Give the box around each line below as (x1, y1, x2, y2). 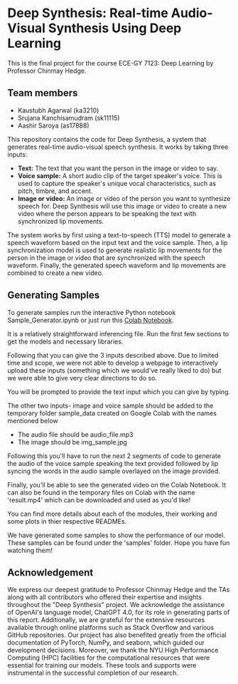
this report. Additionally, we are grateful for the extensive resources (7, 616, 205, 624)
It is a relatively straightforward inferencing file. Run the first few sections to (7, 329, 229, 338)
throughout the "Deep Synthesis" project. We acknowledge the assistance (7, 601, 225, 609)
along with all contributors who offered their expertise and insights (7, 593, 202, 601)
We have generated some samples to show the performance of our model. (7, 531, 225, 539)
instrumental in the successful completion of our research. (7, 668, 179, 678)
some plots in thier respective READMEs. (7, 517, 127, 525)
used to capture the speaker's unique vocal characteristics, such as (17, 179, 217, 187)
